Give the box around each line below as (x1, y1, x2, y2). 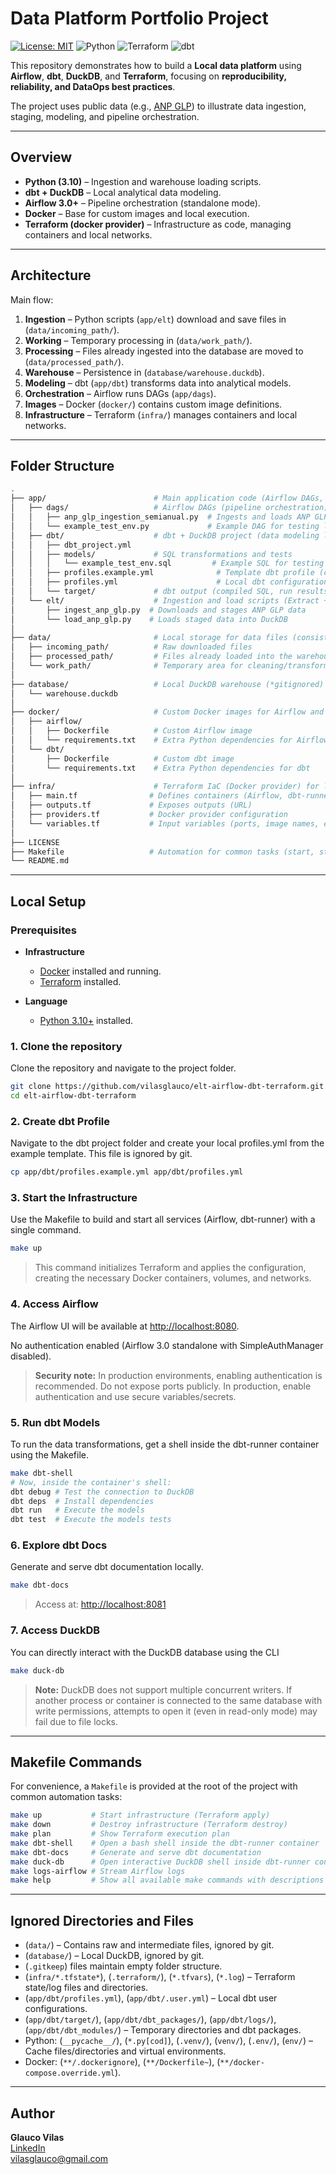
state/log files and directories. (24, 1982, 149, 1994)
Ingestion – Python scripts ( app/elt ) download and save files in (24, 313, 287, 325)
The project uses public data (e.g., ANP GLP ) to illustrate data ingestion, (10, 100, 307, 112)
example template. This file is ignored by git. (10, 1148, 193, 1160)
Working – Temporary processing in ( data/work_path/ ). (24, 334, 253, 346)
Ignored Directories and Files (10, 1912, 195, 1929)
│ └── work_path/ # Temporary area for (10, 661, 244, 671)
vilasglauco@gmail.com (10, 2152, 109, 2164)
